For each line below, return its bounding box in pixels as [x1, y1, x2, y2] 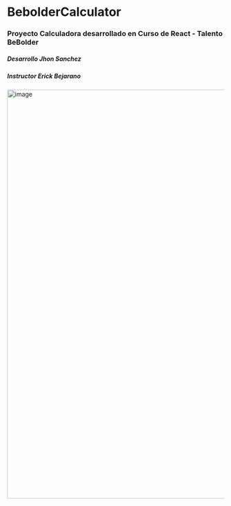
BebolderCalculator [7, 4, 122, 20]
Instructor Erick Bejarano [7, 72, 81, 80]
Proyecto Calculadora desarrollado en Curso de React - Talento [7, 29, 223, 39]
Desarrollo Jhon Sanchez [7, 55, 81, 63]
